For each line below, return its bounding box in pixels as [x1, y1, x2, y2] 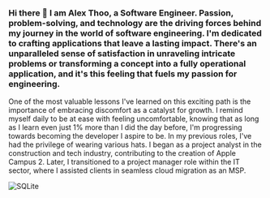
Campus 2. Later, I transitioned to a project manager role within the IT [8, 157, 241, 167]
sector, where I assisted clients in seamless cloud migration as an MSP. [8, 166, 246, 175]
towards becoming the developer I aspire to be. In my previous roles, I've [8, 131, 252, 141]
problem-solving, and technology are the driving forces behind [8, 17, 262, 28]
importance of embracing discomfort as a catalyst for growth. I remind [8, 105, 243, 115]
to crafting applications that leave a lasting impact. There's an [8, 37, 257, 49]
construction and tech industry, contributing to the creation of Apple [8, 148, 237, 158]
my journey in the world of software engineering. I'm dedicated [8, 28, 262, 39]
